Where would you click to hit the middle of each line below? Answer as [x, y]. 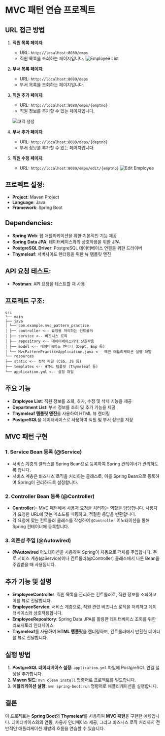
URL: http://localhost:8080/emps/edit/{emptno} [69, 168]
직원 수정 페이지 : [28, 158]
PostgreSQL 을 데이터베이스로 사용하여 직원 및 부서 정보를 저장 [73, 420]
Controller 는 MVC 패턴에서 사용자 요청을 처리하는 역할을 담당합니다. [78, 508]
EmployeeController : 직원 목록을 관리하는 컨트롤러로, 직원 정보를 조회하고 [84, 594]
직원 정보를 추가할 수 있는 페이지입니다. [57, 111]
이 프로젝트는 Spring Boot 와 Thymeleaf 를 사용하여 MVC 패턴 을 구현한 [74, 716]
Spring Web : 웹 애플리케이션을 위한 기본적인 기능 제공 [65, 236]
